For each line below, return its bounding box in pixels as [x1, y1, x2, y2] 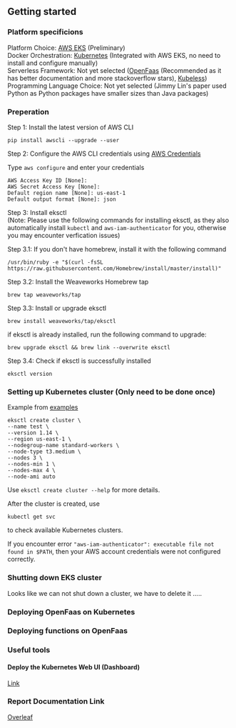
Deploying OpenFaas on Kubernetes [7, 607, 135, 617]
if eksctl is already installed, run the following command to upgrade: [7, 330, 207, 339]
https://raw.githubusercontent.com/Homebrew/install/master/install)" [7, 264, 222, 272]
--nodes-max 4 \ [7, 467, 56, 474]
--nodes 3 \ [7, 454, 43, 462]
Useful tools [7, 645, 51, 655]
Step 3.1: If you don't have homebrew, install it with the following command [7, 244, 227, 253]
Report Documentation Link [7, 697, 105, 707]
